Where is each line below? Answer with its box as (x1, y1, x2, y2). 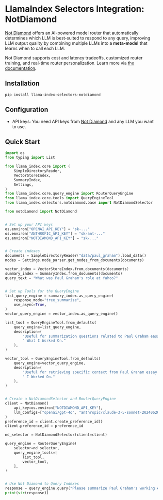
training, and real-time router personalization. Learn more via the (5, 60, 134, 66)
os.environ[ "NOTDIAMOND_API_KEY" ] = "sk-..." (5, 235, 98, 241)
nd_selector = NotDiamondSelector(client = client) (5, 432, 108, 437)
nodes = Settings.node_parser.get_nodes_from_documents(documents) (5, 258, 145, 263)
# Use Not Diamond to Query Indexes (5, 481, 79, 486)
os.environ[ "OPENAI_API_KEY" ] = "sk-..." (5, 227, 90, 231)
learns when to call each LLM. (5, 45, 65, 51)
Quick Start (5, 137, 40, 146)
